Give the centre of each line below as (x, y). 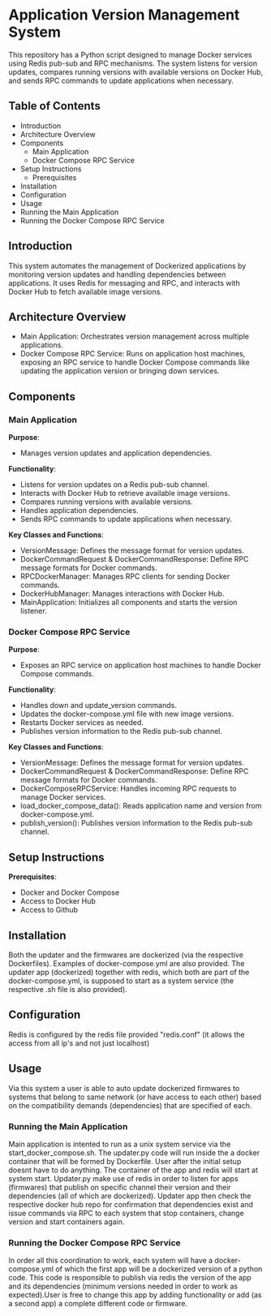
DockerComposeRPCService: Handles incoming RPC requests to (128, 788)
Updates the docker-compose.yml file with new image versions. (127, 714)
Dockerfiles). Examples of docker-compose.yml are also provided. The (127, 963)
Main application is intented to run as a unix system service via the (120, 1144)
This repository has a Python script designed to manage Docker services (130, 54)
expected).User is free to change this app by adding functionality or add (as (135, 1295)
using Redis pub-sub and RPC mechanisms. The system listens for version (133, 63)
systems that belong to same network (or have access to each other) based (135, 1097)
